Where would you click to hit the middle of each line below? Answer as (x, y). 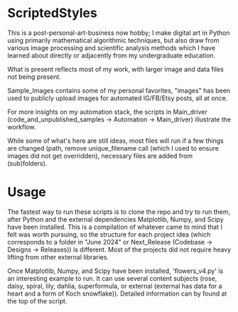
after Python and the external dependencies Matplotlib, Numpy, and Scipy (115, 219)
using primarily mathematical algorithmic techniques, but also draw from (113, 40)
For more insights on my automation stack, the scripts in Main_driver (107, 112)
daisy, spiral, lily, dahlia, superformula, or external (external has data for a (115, 286)
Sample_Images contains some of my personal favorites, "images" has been (119, 90)
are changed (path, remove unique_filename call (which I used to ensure (113, 148)
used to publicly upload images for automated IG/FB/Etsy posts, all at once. (118, 98)
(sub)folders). (27, 163)
